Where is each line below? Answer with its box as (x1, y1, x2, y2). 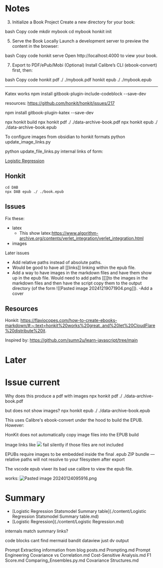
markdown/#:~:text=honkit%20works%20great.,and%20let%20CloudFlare (5, 323, 155, 328)
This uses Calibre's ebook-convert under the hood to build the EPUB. (5, 417, 143, 423)
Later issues (5, 250, 30, 256)
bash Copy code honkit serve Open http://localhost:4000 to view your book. (5, 52, 158, 59)
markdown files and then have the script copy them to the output (12, 280, 142, 286)
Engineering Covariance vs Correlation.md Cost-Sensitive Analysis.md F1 (5, 552, 151, 558)
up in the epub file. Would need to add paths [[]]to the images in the (12, 275, 148, 281)
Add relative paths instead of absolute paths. (12, 259, 102, 265)
